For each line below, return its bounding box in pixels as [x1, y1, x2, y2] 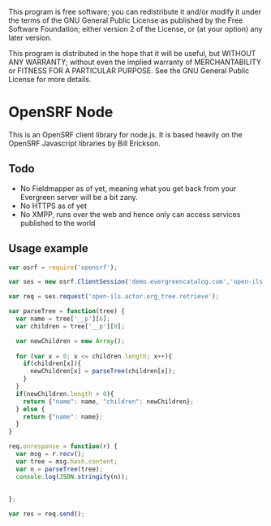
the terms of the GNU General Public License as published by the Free [8, 15, 243, 25]
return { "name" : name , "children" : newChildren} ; [23, 398, 195, 406]
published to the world [19, 218, 96, 228]
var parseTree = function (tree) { [8, 307, 126, 315]
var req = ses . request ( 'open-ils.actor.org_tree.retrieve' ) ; [8, 293, 220, 301]
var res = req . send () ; [8, 510, 85, 519]
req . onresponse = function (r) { [8, 442, 118, 450]
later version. [8, 33, 53, 42]
